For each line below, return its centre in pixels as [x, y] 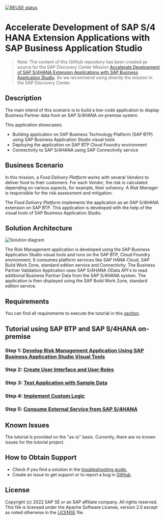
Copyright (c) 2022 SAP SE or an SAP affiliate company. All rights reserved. [82, 502]
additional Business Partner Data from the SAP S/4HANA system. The [76, 275]
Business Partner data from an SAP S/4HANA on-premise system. [72, 115]
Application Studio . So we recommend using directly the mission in [85, 77]
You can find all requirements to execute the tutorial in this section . [73, 313]
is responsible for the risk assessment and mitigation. [59, 193]
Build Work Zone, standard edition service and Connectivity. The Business [80, 265]
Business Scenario [34, 165]
